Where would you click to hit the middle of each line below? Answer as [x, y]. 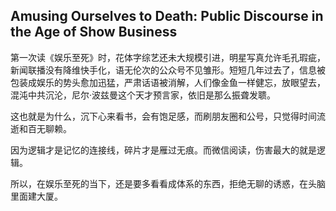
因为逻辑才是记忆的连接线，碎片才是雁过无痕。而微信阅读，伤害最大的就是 [163, 150]
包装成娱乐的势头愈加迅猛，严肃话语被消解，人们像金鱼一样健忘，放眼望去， [168, 82]
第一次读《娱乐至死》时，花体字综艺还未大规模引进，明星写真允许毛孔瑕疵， [168, 57]
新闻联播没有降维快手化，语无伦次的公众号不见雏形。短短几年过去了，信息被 [168, 70]
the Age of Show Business [94, 32]
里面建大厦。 [36, 196]
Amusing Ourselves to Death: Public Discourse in [167, 16]
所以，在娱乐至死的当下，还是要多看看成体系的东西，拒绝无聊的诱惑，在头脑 [168, 183]
